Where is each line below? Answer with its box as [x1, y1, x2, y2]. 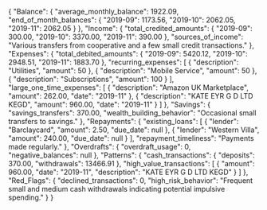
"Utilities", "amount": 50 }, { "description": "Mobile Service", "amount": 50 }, [8, 66, 257, 75]
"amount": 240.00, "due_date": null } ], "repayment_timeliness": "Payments [8, 134, 254, 142]
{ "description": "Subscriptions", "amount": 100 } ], [8, 75, 175, 84]
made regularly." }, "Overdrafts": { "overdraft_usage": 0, [8, 142, 191, 151]
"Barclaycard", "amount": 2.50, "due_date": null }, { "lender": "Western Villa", [8, 125, 260, 134]
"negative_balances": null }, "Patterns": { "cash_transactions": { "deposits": [8, 150, 255, 160]
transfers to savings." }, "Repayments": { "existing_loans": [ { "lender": [8, 117, 239, 126]
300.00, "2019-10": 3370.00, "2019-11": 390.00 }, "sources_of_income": [8, 32, 244, 41]
